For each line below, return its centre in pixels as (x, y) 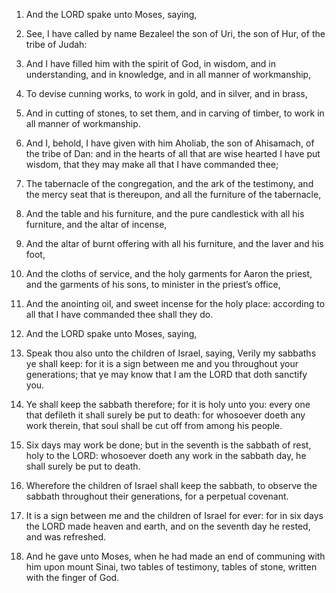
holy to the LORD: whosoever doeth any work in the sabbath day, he (166, 455)
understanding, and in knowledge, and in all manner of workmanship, (168, 74)
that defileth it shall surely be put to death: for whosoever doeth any (165, 415)
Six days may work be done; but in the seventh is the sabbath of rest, (168, 445)
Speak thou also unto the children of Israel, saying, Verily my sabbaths (171, 353)
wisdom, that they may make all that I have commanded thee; (152, 164)
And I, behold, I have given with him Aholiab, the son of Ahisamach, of (170, 143)
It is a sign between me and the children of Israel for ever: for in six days (174, 515)
